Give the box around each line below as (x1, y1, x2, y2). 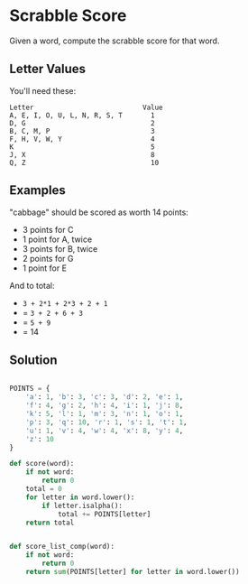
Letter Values (9, 61, 87, 77)
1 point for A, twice (22, 234, 93, 245)
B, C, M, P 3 (9, 126, 155, 135)
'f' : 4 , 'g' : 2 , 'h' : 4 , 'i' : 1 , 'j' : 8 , (25, 401, 184, 411)
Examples (9, 182, 66, 199)
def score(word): (9, 459, 75, 468)
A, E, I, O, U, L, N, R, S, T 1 (9, 110, 155, 120)
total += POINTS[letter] (57, 509, 152, 519)
